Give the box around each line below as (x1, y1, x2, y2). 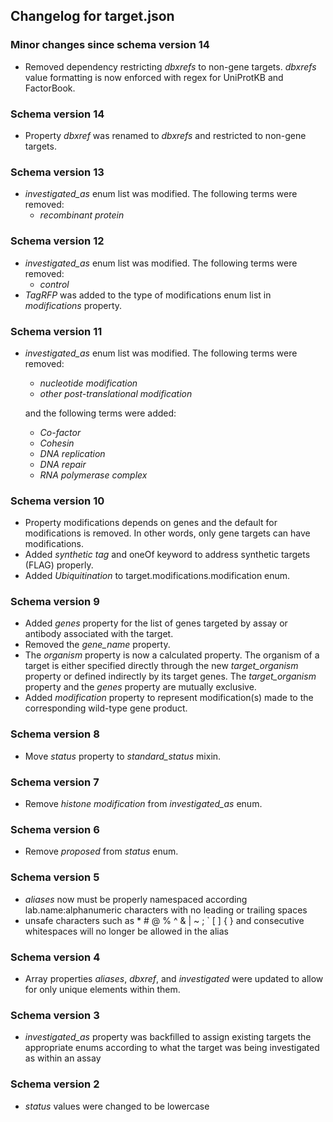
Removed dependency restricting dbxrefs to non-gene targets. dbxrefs (24, 60, 317, 73)
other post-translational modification (39, 387, 193, 399)
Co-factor (39, 426, 82, 438)
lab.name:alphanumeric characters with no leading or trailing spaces (24, 904, 308, 916)
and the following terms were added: (24, 407, 177, 419)
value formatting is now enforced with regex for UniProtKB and (24, 71, 284, 83)
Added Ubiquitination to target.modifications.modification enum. (24, 570, 291, 582)
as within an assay (24, 1052, 102, 1064)
